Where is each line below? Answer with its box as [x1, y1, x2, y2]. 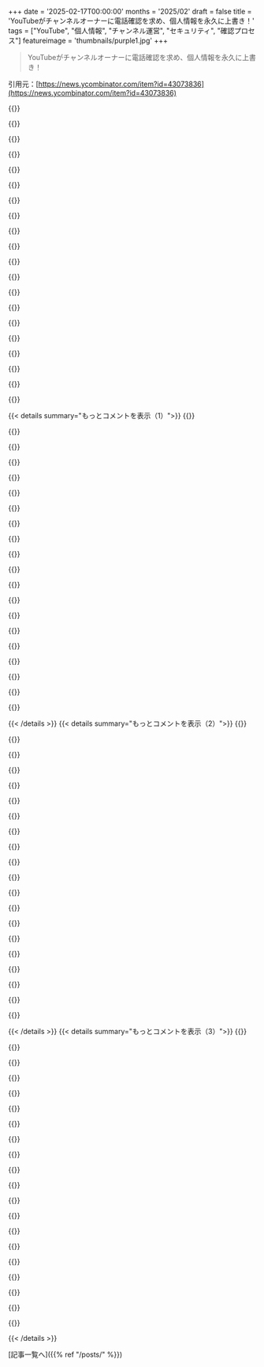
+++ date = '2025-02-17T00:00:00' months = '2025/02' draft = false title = [8, 7, 252, 16]
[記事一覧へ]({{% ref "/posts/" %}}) [8, 1350, 123, 1359]
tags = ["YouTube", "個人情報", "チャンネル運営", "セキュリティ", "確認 [8, 26, 235, 35]
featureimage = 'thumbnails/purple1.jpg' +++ [22, 36, 168, 45]
